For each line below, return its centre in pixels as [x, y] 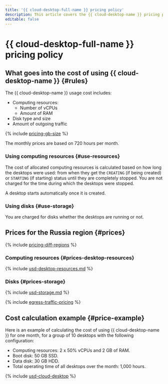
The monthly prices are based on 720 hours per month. [62, 143]
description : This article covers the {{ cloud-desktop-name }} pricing [82, 15]
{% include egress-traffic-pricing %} [43, 302]
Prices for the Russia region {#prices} [65, 233]
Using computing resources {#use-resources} [62, 156]
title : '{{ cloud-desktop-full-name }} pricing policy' [64, 10]
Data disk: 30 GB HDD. [36, 361]
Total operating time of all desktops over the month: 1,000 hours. [79, 366]
